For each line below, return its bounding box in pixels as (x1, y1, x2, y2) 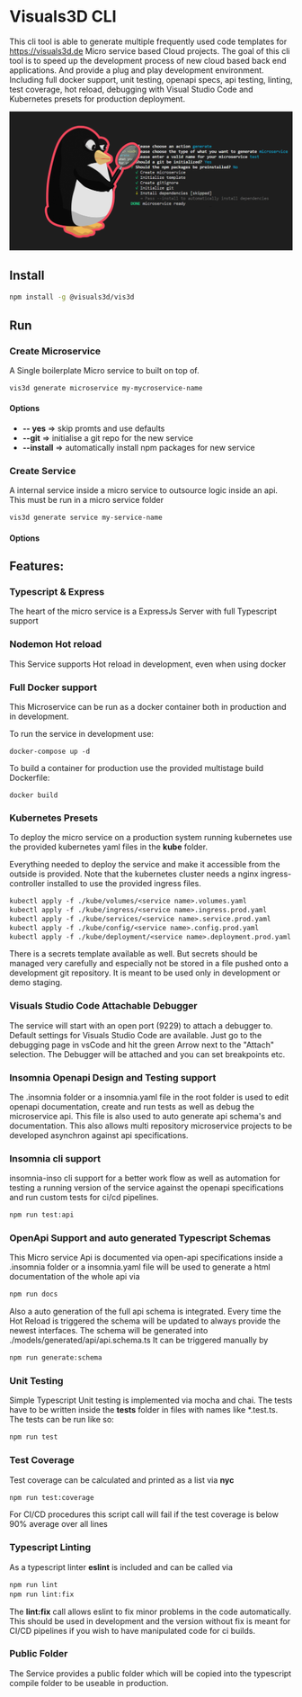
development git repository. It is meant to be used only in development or (9, 967, 280, 978)
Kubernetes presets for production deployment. (9, 93, 186, 104)
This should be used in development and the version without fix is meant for (9, 1615, 291, 1626)
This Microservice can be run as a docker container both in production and (9, 702, 287, 713)
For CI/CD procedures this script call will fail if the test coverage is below (9, 1509, 279, 1520)
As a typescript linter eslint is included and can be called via (9, 1561, 234, 1572)
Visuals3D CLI (9, 6, 117, 27)
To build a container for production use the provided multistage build (9, 763, 264, 774)
